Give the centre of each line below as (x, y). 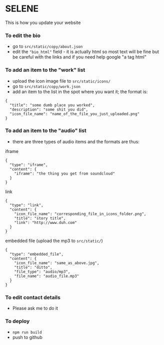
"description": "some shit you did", (49, 109)
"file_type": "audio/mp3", (42, 271)
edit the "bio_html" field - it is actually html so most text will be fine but (85, 52)
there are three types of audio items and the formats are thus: (76, 141)
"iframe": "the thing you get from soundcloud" (64, 173)
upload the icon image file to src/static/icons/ (61, 81)
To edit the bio (23, 35)
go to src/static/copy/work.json (46, 86)
